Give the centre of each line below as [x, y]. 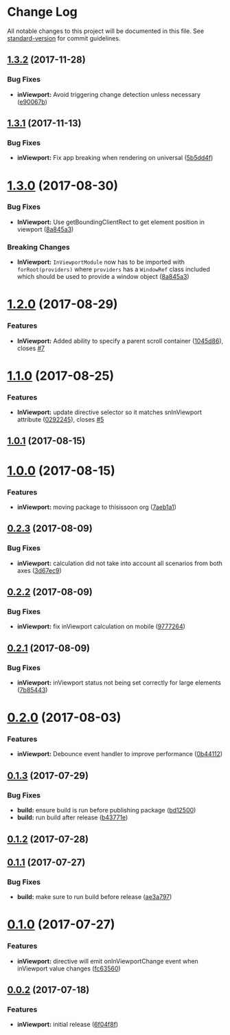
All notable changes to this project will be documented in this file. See [106, 31]
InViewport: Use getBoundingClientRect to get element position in [111, 222]
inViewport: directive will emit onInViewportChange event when [108, 961]
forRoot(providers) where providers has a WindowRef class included [114, 269]
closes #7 [31, 348]
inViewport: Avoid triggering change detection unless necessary [109, 94]
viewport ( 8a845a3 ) [45, 229]
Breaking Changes [39, 247]
